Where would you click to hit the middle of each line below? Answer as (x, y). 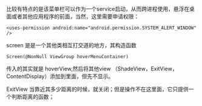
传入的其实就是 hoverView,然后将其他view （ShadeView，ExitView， (92, 69)
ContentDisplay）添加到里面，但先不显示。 (60, 76)
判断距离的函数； (33, 97)
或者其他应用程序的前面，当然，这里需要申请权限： (75, 16)
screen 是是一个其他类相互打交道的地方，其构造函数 (71, 45)
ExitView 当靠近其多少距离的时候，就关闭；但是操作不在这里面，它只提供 (98, 89)
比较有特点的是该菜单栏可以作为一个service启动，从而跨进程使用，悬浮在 (98, 9)
